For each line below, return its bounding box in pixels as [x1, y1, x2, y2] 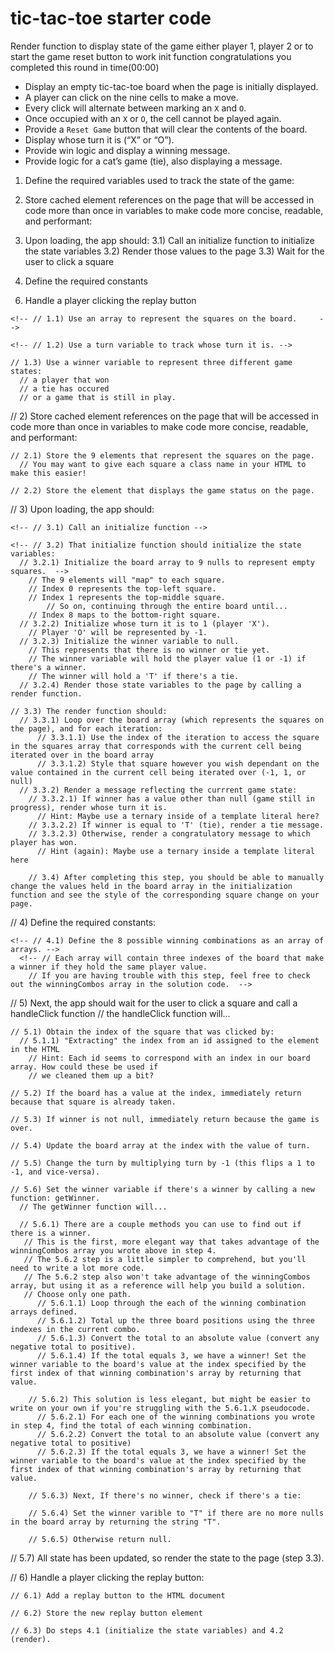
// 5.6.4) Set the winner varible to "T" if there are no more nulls [28, 1508, 325, 1518]
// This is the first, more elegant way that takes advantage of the [23, 1237, 320, 1247]
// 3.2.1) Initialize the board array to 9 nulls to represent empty [19, 557, 315, 567]
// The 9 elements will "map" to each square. [28, 575, 226, 585]
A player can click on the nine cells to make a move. [24, 91, 239, 103]
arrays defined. [10, 1307, 78, 1317]
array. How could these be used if [10, 1062, 159, 1072]
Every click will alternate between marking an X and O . [24, 102, 247, 114]
